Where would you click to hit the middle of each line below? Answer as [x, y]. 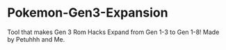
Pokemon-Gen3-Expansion [88, 13]
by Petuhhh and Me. [36, 39]
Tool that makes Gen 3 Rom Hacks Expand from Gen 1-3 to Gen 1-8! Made [113, 32]
